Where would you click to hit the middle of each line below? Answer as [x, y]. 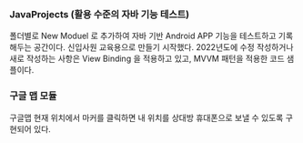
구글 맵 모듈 [33, 96]
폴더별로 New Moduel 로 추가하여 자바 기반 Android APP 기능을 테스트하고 [143, 36]
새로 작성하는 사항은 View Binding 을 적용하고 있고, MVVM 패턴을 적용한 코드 [147, 59]
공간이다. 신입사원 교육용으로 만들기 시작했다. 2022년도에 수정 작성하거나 [163, 47]
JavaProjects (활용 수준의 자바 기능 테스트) [99, 14]
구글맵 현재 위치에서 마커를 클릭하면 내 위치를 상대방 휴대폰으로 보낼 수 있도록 [146, 117]
